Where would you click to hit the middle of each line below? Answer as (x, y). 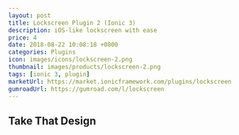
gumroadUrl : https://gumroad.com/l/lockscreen (86, 89)
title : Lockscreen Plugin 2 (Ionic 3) (72, 23)
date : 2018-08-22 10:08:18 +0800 (63, 45)
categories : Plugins (42, 52)
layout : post (30, 15)
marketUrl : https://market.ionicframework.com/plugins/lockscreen (120, 81)
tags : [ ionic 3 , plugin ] (49, 74)
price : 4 (23, 37)
